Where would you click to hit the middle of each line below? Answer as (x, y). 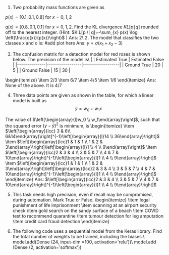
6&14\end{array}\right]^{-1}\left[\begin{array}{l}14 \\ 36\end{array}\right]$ (82, 137)
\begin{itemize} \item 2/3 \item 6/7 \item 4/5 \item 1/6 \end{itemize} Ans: (81, 80)
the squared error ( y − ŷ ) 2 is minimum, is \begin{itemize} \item (70, 125)
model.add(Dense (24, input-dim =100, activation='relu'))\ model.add (84, 242)
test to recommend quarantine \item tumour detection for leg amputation (88, 216)
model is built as (30, 100)
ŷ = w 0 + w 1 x (89, 109)
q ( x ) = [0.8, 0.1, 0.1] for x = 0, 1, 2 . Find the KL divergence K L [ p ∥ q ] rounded (82, 27)
